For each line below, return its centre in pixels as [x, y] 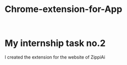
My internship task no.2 [55, 43]
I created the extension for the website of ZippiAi [55, 57]
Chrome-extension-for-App [63, 9]
